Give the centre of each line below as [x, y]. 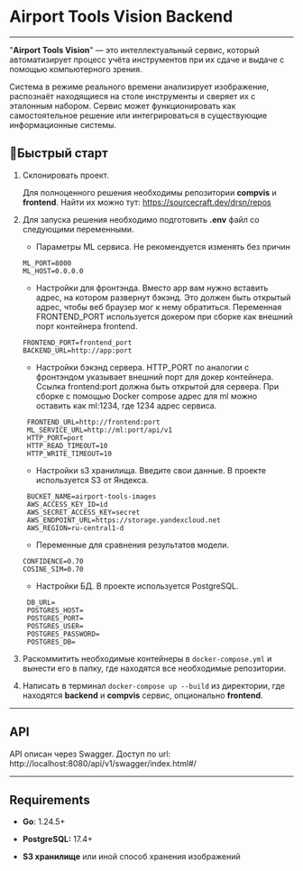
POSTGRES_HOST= [55, 610]
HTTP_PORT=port [55, 438]
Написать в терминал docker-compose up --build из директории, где [154, 685]
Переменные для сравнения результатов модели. [133, 545]
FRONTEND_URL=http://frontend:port [93, 422]
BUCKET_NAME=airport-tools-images [92, 496]
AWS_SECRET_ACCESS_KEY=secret [83, 512]
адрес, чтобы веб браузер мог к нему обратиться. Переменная [159, 307]
